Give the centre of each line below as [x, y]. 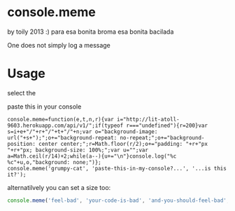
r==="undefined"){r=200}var [167, 125]
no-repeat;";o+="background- [162, 137]
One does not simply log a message [59, 45]
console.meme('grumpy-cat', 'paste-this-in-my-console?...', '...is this [117, 168]
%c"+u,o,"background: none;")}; [54, 162]
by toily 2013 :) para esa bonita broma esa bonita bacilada [91, 32]
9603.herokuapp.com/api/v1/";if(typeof [65, 125]
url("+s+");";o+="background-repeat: [62, 137]
